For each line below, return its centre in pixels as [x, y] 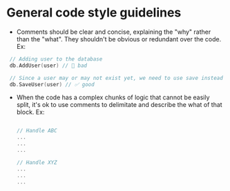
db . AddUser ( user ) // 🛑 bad [48, 66]
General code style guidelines [94, 13]
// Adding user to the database [56, 59]
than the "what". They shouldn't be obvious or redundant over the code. [119, 39]
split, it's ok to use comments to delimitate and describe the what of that [119, 105]
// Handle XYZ [37, 162]
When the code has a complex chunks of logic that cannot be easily [113, 97]
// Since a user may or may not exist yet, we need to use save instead [116, 78]
